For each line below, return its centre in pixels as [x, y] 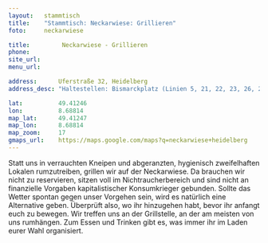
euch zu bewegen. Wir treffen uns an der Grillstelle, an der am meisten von [131, 214]
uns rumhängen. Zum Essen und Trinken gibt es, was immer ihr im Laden [128, 222]
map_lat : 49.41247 [48, 118]
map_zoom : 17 [37, 133]
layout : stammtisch [44, 16]
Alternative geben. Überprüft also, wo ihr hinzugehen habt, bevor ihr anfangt [134, 205]
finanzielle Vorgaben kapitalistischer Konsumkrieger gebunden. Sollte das [130, 188]
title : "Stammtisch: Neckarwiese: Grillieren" [93, 23]
